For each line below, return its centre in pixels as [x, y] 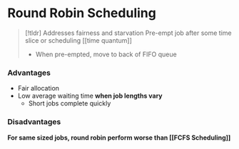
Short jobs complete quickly [70, 103]
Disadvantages [34, 122]
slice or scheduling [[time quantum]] [78, 40]
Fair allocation [38, 88]
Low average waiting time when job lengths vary [90, 96]
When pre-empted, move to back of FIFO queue [106, 54]
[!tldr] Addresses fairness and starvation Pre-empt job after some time [128, 33]
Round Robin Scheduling [82, 13]
